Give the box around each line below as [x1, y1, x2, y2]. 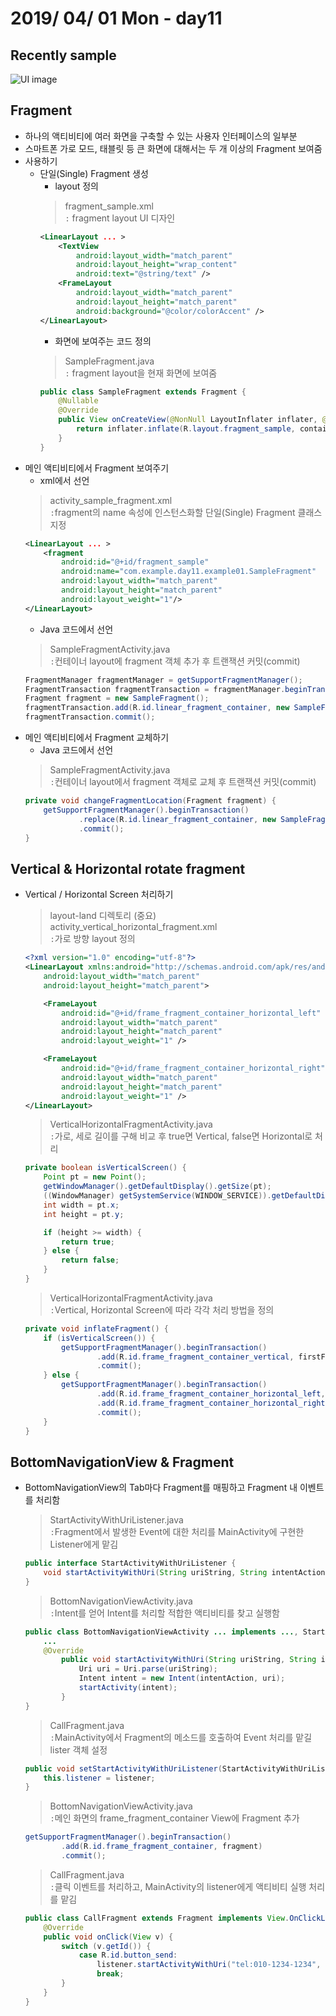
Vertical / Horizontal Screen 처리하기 [24, 888, 174, 901]
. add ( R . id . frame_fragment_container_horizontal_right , [96, 1398, 330, 1408]
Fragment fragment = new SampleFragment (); [24, 693, 210, 704]
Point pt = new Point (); [43, 1172, 147, 1182]
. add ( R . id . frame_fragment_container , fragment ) [61, 1842, 263, 1852]
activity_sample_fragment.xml [49, 494, 173, 506]
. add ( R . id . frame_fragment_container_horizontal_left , [96, 1389, 326, 1399]
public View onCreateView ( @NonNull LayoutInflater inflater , [58, 415, 318, 425]
